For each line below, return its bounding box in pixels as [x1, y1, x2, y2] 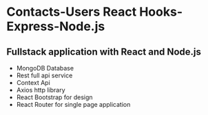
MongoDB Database [16, 64, 74, 72]
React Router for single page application [16, 101, 131, 108]
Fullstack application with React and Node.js [6, 46, 201, 57]
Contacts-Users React [6, 4, 137, 20]
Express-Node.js [6, 18, 105, 34]
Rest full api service [16, 71, 73, 79]
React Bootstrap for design [16, 93, 94, 101]
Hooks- [139, 4, 183, 20]
